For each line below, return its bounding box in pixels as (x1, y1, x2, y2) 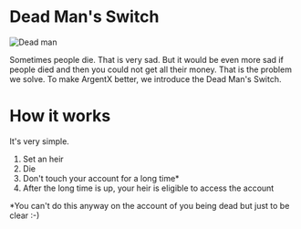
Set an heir (22, 153, 64, 164)
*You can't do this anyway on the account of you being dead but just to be (9, 200, 290, 211)
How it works (9, 106, 111, 127)
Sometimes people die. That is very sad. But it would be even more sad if (9, 54, 285, 65)
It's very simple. (9, 135, 70, 147)
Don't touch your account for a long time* (22, 172, 180, 183)
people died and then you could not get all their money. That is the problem (9, 64, 292, 75)
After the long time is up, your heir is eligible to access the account (22, 182, 275, 193)
